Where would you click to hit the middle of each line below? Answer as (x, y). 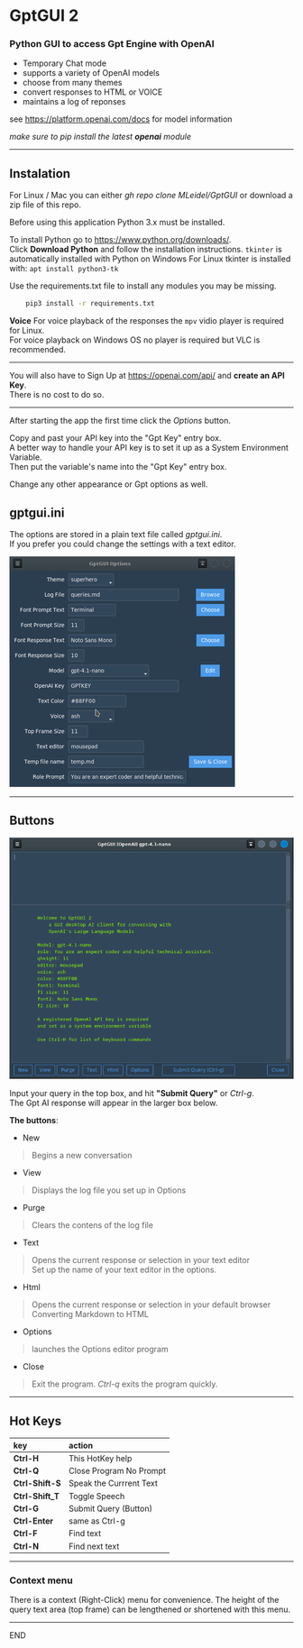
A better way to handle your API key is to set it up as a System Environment (149, 448)
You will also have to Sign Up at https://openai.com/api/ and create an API (147, 376)
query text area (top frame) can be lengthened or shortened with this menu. (150, 1609)
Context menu (41, 1580)
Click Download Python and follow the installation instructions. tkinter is (146, 250)
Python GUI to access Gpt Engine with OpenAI (112, 44)
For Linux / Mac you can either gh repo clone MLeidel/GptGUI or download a (151, 196)
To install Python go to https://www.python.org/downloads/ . (120, 240)
